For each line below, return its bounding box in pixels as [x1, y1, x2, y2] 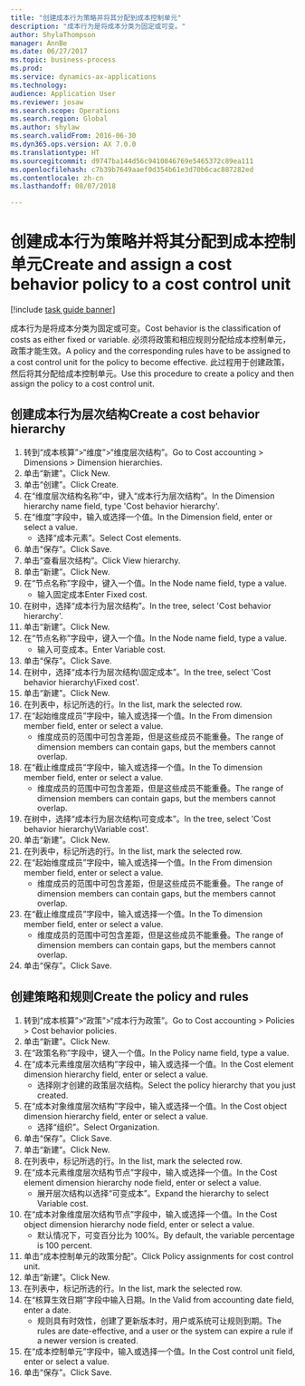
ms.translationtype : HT [10, 148, 100, 157]
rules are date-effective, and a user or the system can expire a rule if [36, 1325, 293, 1336]
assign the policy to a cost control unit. [10, 378, 155, 390]
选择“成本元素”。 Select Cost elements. [36, 532, 182, 543]
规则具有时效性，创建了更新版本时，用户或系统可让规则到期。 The [36, 1315, 282, 1326]
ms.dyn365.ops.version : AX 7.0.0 [10, 140, 137, 149]
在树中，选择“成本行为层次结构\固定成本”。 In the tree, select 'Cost [23, 666, 272, 677]
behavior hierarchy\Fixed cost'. [23, 676, 139, 687]
